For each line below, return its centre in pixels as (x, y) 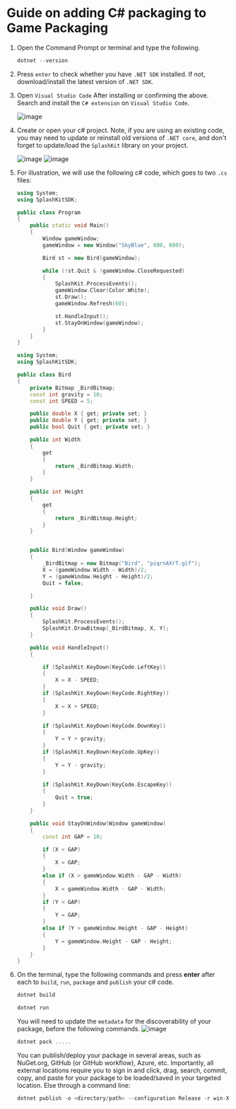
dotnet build (36, 995)
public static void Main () (70, 225)
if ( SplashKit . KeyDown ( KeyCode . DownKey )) (105, 726)
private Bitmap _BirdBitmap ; (73, 388)
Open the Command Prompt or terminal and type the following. (108, 47)
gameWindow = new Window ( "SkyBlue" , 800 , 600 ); (114, 245)
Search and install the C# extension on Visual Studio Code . (103, 102)
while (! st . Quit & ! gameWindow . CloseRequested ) (114, 271)
